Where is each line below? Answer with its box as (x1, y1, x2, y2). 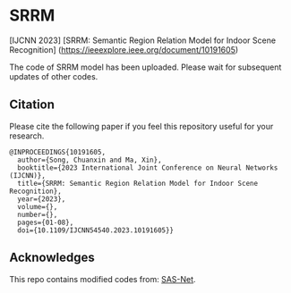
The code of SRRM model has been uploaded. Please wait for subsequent (9, 62, 282, 72)
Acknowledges (9, 250, 96, 265)
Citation (9, 97, 56, 113)
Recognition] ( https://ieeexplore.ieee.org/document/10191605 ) (9, 44, 239, 54)
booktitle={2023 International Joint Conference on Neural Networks (17, 163, 278, 172)
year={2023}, (17, 194, 66, 204)
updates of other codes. (9, 71, 98, 81)
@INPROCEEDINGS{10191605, (9, 147, 106, 156)
